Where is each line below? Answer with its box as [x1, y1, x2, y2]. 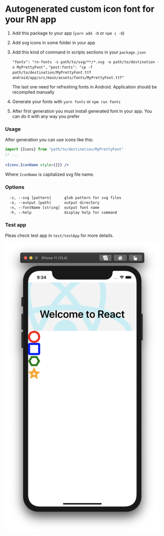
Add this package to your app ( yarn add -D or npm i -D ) [12, 30, 125, 36]
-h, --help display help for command [9, 210, 117, 215]
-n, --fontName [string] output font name [9, 205, 99, 210]
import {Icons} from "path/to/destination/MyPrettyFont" [5, 147, 124, 152]
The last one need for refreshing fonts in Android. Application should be [12, 84, 157, 89]
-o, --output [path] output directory [9, 200, 99, 205]
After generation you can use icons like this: [5, 137, 94, 143]
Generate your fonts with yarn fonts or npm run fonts [12, 98, 121, 104]
